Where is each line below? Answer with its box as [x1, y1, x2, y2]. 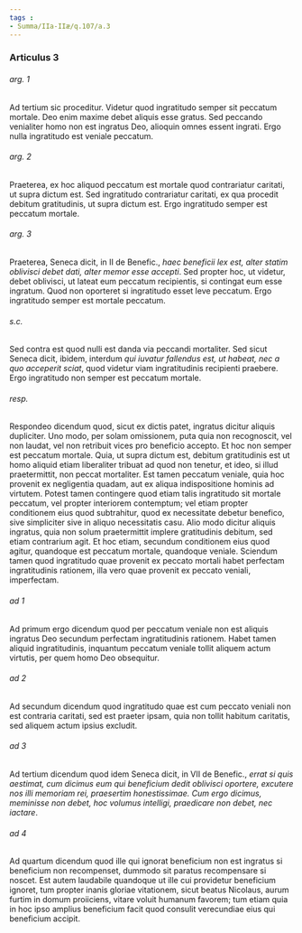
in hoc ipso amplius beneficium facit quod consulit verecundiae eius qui [9, 904, 276, 915]
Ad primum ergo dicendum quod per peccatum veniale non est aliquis [9, 623, 269, 634]
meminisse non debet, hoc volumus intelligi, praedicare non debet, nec [9, 798, 273, 808]
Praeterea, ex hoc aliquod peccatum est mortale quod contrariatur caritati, [9, 179, 286, 190]
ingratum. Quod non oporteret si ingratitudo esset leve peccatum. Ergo [9, 285, 272, 296]
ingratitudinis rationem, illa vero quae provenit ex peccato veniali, [9, 565, 251, 576]
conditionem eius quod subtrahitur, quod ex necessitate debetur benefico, [9, 508, 286, 518]
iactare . [9, 807, 39, 818]
